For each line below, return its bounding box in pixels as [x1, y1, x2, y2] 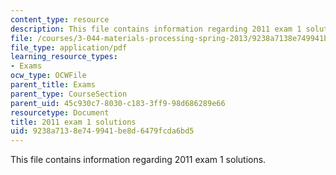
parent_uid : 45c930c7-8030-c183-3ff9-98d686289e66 [10, 98, 226, 108]
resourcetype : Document [10, 107, 110, 118]
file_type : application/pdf [10, 42, 128, 53]
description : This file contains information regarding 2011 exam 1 [10, 24, 302, 34]
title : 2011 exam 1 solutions [10, 117, 137, 127]
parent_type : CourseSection [10, 89, 128, 99]
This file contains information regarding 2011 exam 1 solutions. [10, 154, 267, 166]
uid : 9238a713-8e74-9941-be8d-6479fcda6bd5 [10, 126, 195, 136]
